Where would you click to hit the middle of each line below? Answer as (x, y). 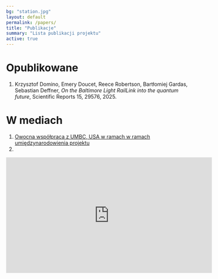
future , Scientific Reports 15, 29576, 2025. (66, 96)
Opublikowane (42, 68)
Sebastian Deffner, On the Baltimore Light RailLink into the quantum (96, 90)
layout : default (26, 17)
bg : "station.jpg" (28, 11)
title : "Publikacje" (31, 28)
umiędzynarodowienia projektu (52, 143)
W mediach (34, 120)
